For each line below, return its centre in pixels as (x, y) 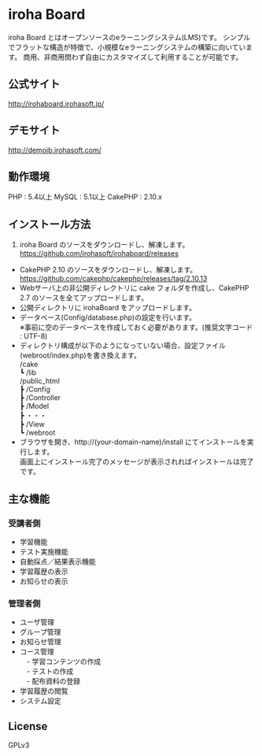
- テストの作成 (50, 672)
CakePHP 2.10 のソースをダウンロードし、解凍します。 (108, 270)
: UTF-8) (33, 336)
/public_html (40, 381)
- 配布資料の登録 (54, 681)
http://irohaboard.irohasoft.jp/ (56, 103)
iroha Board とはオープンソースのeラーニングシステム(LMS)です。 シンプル (129, 37)
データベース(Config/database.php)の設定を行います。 (108, 317)
